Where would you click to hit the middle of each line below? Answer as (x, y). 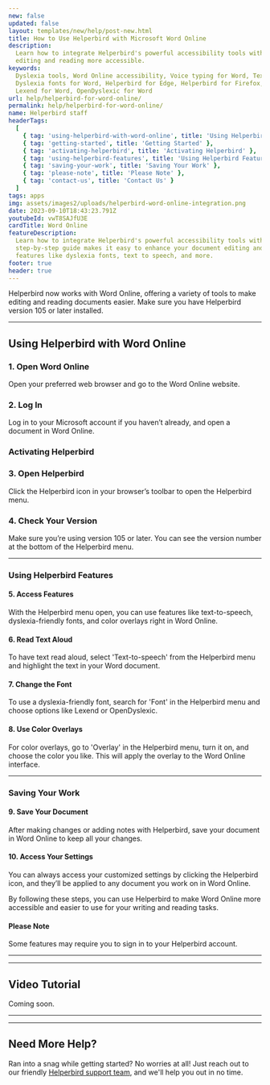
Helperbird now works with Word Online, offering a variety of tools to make (132, 293)
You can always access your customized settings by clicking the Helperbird (133, 875)
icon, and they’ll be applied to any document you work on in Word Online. (130, 883)
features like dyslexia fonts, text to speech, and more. (115, 256)
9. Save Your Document (48, 812)
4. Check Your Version (53, 521)
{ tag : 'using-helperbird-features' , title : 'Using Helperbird (131, 158)
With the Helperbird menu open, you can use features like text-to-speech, (131, 612)
